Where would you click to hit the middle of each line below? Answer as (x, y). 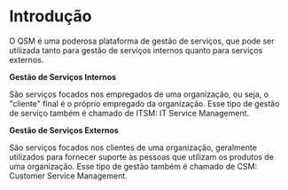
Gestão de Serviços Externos (64, 130)
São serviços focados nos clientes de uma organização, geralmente (133, 147)
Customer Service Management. (69, 176)
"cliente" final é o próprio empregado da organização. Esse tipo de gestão (144, 103)
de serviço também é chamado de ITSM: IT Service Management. (129, 113)
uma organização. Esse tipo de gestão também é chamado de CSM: (133, 166)
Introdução (51, 16)
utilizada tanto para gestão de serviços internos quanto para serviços (136, 50)
